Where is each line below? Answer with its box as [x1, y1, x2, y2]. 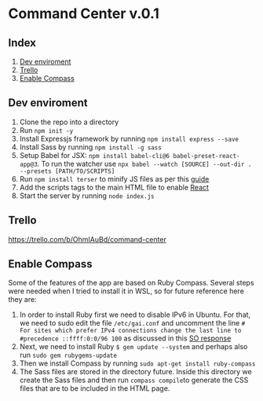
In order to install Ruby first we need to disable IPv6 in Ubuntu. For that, [19, 310, 251, 319]
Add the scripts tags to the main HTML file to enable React [19, 182, 210, 192]
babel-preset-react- [172, 152, 240, 160]
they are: [8, 295, 37, 304]
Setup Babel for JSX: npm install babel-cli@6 [19, 150, 170, 160]
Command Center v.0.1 [8, 5, 159, 23]
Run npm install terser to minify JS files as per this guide [19, 174, 210, 183]
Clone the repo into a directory [19, 117, 119, 127]
